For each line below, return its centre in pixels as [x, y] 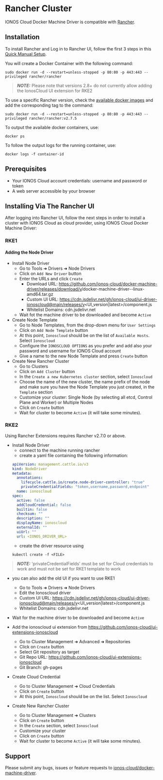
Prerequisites [26, 169]
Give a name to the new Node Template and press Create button [83, 356]
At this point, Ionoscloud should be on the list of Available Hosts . [84, 335]
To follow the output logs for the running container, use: [61, 145]
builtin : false [32, 509]
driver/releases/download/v [54, 289]
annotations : [30, 478]
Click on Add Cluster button [47, 371]
